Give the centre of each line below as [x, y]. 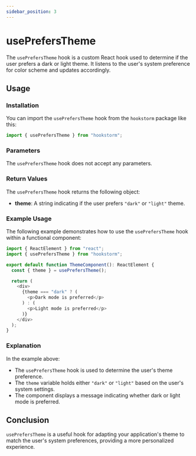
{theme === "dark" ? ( [50, 292]
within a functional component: [44, 238]
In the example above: [33, 358]
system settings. [35, 389]
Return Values [27, 179]
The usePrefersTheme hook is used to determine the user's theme [94, 370]
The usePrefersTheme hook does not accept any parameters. [79, 163]
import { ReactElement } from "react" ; [55, 249]
